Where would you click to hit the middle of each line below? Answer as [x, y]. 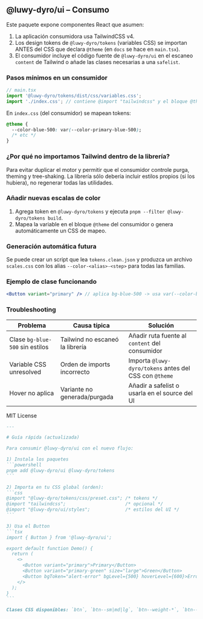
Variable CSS [28, 364]
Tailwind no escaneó [89, 339]
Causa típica [91, 325]
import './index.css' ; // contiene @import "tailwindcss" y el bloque [97, 101]
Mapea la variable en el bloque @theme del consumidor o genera [94, 224]
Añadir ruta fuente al [157, 335]
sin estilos [34, 347]
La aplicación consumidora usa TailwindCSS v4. [75, 36]
